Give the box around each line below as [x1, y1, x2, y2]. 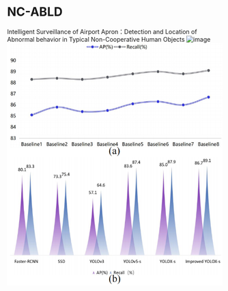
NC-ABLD [7, 4, 63, 20]
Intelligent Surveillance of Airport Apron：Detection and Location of [7, 27, 197, 36]
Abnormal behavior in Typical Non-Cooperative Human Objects [7, 35, 186, 43]
